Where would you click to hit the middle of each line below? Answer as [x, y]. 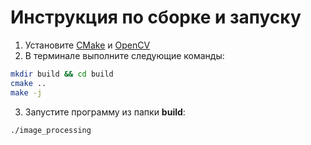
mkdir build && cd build [62, 74]
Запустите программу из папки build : [105, 112]
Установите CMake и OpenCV [87, 45]
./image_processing [51, 130]
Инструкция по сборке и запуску [156, 17]
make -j [26, 92]
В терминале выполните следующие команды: [124, 55]
